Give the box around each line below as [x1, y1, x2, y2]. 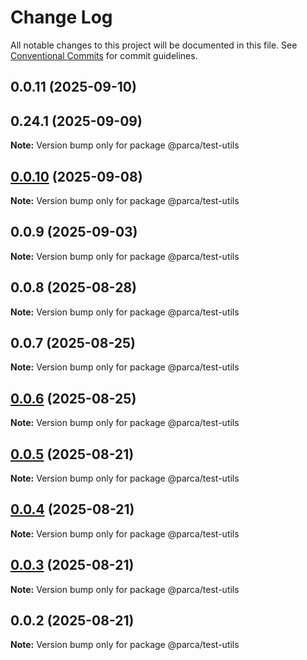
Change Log [10, 6, 113, 29]
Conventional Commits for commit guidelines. [10, 49, 198, 61]
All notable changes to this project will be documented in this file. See [10, 39, 298, 51]
